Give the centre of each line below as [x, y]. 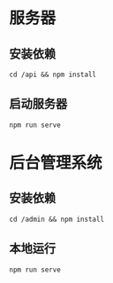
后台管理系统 [56, 163]
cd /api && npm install [53, 75]
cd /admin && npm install [56, 219]
